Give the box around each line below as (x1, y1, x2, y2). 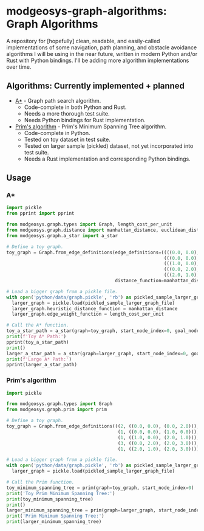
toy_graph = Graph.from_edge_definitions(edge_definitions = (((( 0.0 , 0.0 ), (6, 249, 200, 255)
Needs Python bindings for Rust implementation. (24, 116, 146, 123)
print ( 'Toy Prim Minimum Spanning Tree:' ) (6, 490, 115, 496)
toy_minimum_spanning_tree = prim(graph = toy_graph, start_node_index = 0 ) (6, 485, 194, 491)
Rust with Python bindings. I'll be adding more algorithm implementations (6, 57, 189, 64)
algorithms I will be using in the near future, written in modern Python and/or (6, 50, 198, 57)
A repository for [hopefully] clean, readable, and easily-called (6, 37, 160, 44)
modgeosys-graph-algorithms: (6, 4, 167, 18)
